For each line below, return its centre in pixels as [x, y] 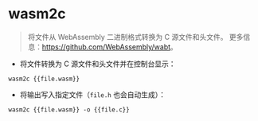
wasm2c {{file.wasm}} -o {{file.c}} [69, 109]
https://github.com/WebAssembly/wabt [106, 47]
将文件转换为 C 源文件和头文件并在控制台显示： [98, 64]
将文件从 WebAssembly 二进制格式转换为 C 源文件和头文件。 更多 [135, 37]
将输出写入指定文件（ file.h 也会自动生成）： [92, 94]
